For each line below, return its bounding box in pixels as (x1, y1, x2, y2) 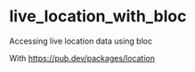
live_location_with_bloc (9, 6, 187, 27)
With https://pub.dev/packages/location (9, 52, 156, 63)
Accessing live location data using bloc (9, 36, 153, 46)
